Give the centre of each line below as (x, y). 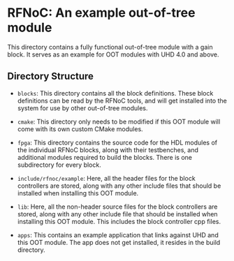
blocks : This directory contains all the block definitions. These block (115, 93)
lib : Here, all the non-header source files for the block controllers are (117, 207)
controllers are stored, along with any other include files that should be (119, 186)
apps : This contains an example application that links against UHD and (118, 234)
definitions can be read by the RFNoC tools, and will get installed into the (122, 100)
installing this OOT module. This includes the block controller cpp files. (119, 221)
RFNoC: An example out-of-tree (101, 13)
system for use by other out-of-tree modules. (82, 108)
